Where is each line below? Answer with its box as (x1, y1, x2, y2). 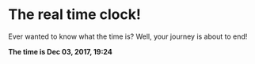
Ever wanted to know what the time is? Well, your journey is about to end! (8, 32, 248, 41)
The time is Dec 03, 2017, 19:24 (8, 47, 112, 56)
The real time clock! (8, 6, 141, 24)
